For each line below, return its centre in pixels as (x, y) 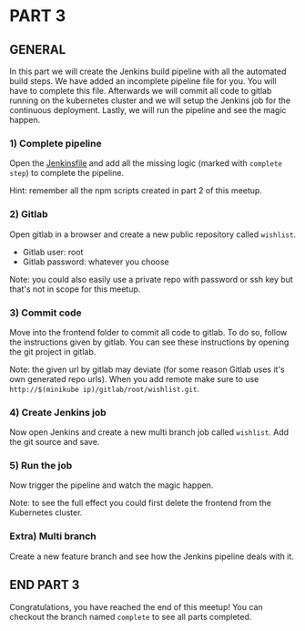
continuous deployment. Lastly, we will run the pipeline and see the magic (148, 110)
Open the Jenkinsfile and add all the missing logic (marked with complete (146, 163)
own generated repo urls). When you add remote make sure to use (134, 378)
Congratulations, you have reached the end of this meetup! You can (136, 606)
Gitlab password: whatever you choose (96, 262)
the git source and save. (55, 442)
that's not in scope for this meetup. (75, 289)
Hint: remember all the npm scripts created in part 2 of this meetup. (136, 191)
